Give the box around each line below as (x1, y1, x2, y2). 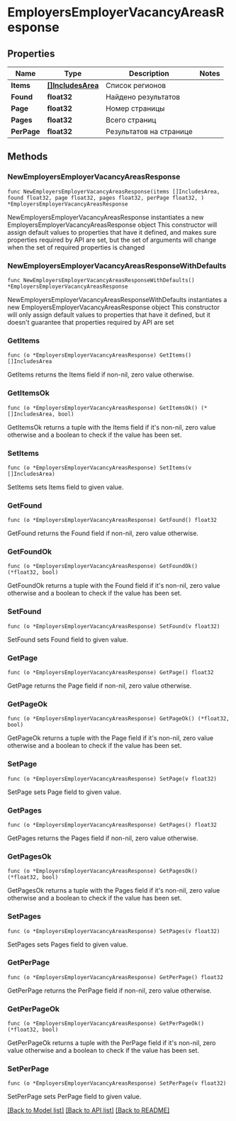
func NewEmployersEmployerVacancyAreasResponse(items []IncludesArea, (7, 188, 220, 195)
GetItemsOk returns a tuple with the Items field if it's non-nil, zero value (7, 423, 216, 431)
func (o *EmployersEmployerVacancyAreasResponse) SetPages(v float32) (7, 927, 220, 935)
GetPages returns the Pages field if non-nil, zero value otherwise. (7, 834, 198, 842)
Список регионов (105, 81, 167, 90)
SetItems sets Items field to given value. (7, 483, 124, 491)
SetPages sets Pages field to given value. (7, 940, 128, 949)
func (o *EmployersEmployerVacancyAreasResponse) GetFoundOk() (7, 563, 198, 570)
